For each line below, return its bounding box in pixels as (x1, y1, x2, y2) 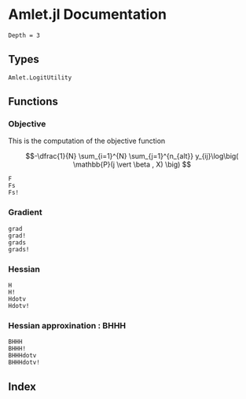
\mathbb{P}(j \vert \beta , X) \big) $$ (73, 159, 191, 170)
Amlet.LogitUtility (8, 73, 72, 82)
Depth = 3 (8, 31, 41, 39)
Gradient (8, 207, 42, 218)
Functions (8, 95, 59, 108)
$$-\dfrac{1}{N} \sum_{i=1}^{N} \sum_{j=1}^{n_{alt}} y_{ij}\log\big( (25, 152, 239, 161)
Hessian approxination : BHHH (8, 320, 127, 331)
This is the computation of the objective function (8, 136, 166, 146)
